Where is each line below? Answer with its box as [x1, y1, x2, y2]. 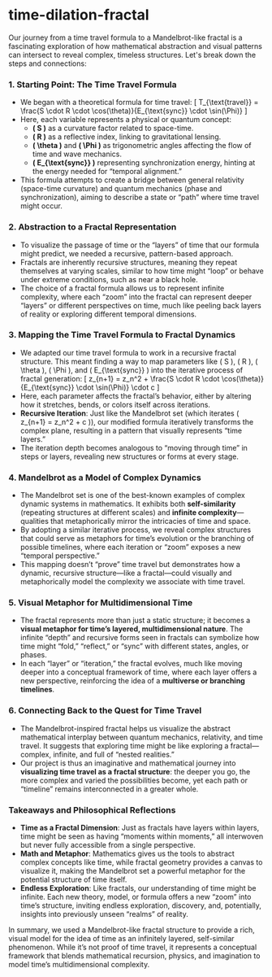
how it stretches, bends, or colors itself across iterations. [19, 399, 211, 409]
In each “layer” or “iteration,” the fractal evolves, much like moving [19, 659, 243, 669]
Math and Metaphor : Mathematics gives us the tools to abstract [19, 848, 235, 859]
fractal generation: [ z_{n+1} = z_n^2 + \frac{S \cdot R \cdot [19, 373, 220, 383]
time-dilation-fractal [8, 6, 149, 24]
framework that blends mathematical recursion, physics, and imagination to [8, 951, 261, 961]
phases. [19, 650, 47, 660]
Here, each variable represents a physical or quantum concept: [19, 115, 231, 124]
